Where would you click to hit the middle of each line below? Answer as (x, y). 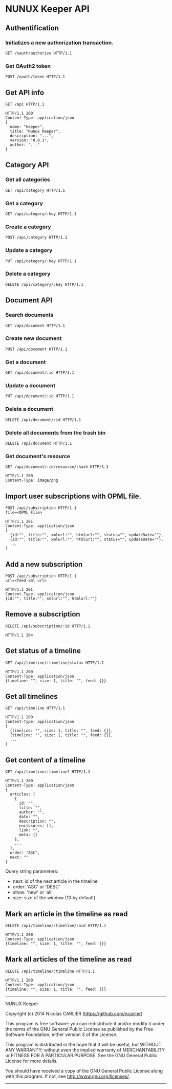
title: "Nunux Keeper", (35, 131)
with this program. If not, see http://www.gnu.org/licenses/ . (68, 1076)
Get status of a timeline (43, 651)
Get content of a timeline (46, 760)
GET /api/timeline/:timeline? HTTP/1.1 (48, 772)
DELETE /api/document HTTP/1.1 (39, 443)
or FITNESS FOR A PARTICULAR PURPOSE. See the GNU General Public (81, 1055)
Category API (27, 165)
